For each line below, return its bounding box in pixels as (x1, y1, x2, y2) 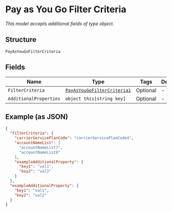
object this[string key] (65, 96, 126, 101)
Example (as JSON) (5, 112, 68, 121)
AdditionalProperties (8, 96, 60, 101)
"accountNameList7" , (18, 145, 63, 150)
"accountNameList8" (18, 150, 60, 155)
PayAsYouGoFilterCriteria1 (65, 87, 132, 93)
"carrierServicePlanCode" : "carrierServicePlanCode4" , (14, 136, 134, 141)
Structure (5, 35, 37, 44)
